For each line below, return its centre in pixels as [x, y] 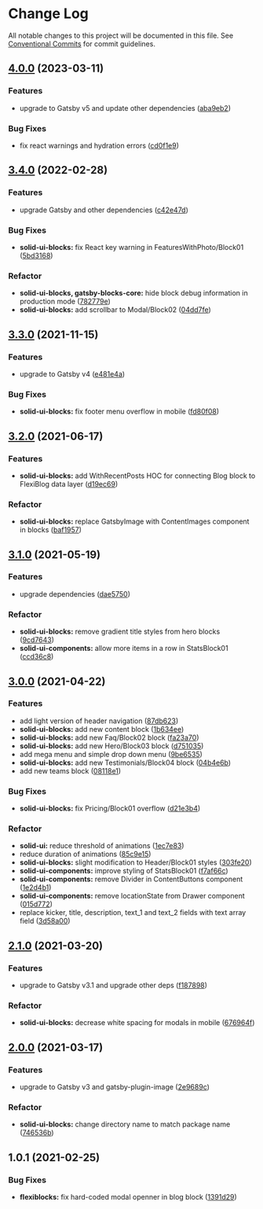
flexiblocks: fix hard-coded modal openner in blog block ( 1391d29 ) [128, 1197]
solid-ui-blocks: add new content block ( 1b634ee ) [102, 729]
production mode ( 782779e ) [65, 301]
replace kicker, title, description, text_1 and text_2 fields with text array [133, 913]
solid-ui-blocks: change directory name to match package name [125, 1124]
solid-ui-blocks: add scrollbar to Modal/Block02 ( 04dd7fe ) [115, 310]
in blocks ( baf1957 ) [51, 530]
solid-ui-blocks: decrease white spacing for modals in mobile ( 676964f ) [137, 1023]
